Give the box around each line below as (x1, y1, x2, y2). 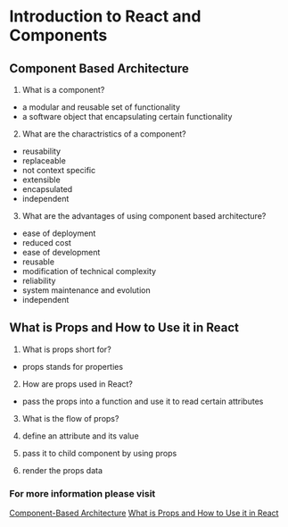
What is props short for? (21, 344, 111, 355)
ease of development (21, 247, 101, 257)
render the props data (21, 464, 103, 475)
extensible (21, 174, 61, 185)
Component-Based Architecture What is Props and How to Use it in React (9, 507, 279, 519)
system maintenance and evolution (21, 285, 151, 296)
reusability (21, 146, 61, 156)
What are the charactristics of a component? (21, 129, 186, 139)
